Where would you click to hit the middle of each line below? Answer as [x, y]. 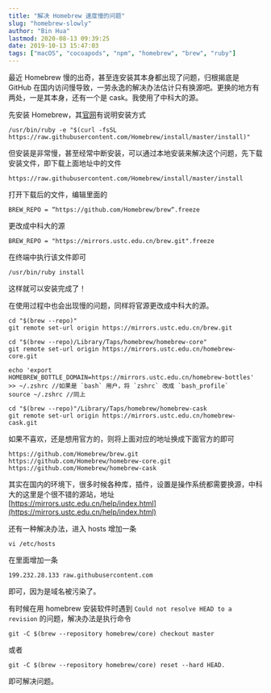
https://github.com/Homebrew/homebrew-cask [83, 468]
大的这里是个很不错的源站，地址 [61, 494]
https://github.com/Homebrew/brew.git [73, 454]
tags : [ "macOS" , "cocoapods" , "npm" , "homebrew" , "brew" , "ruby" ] [122, 53]
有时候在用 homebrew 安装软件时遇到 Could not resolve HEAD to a [120, 608]
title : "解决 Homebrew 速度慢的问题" [67, 16]
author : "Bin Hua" [39, 31]
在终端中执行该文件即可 [47, 257]
